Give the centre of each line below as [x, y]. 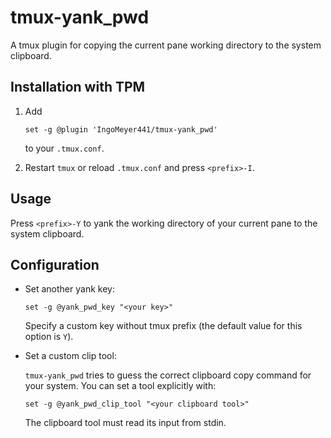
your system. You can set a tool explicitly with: [120, 386]
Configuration [55, 264]
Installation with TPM [78, 87]
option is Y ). [49, 337]
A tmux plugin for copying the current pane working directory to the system [166, 45]
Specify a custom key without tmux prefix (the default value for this [163, 326]
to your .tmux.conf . [64, 148]
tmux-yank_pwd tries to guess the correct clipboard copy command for [168, 375]
